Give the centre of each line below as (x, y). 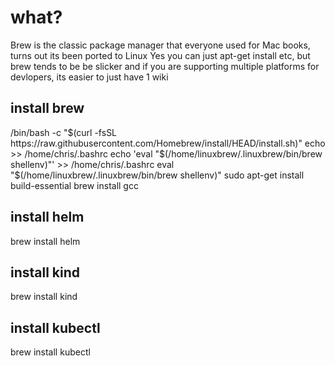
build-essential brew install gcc (74, 185)
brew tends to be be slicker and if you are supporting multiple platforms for (165, 66)
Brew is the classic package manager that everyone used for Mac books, (160, 45)
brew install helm (45, 241)
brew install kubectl (50, 352)
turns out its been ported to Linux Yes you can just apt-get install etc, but (160, 55)
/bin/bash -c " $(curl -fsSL (64, 132)
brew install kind (44, 297)
